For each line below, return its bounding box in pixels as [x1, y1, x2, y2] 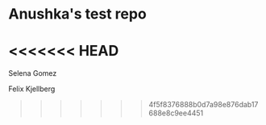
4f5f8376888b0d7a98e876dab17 [148, 100, 259, 110]
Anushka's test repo [8, 5, 147, 23]
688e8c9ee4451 [148, 108, 204, 118]
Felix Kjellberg [8, 84, 56, 94]
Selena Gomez [8, 69, 57, 78]
